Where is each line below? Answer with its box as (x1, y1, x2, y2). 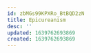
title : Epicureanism (7, 17, 67, 23)
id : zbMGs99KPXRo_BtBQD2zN (7, 10, 85, 17)
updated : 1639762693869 (7, 29, 76, 36)
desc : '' (7, 23, 32, 30)
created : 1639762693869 (7, 36, 76, 43)
